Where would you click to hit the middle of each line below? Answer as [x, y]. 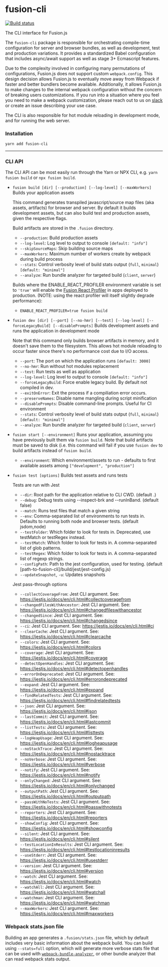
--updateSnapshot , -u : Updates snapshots [62, 574]
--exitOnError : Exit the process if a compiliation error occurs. [83, 393]
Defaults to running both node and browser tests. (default [79, 521]
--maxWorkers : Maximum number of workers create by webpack [85, 254]
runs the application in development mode [56, 331]
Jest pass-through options [40, 585]
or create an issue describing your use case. [51, 105]
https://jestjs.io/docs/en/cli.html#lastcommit [65, 722]
